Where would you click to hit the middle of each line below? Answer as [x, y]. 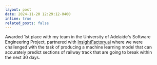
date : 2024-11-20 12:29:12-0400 [38, 14]
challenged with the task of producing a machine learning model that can [78, 47]
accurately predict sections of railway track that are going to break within [78, 52]
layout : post [18, 9]
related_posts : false [27, 23]
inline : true [18, 18]
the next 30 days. [23, 57]
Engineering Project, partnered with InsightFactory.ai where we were [74, 42]
